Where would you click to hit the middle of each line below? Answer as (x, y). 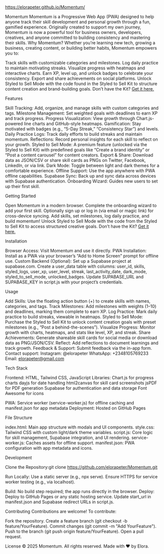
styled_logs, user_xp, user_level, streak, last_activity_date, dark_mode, (76, 272)
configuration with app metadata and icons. (49, 448)
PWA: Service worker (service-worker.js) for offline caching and (70, 403)
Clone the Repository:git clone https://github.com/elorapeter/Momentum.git (81, 467)
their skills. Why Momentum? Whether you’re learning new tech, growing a (80, 43)
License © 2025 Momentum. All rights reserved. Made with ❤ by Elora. (77, 546)
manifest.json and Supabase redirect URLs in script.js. (59, 502)
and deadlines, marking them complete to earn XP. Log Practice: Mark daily (81, 311)
